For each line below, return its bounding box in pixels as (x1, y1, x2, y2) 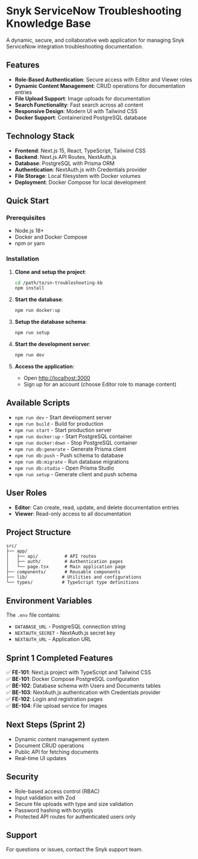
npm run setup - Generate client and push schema (14, 470, 138, 477)
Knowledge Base (6, 17, 91, 30)
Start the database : (14, 296, 63, 303)
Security (6, 772, 39, 782)
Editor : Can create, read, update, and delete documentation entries (14, 504, 179, 511)
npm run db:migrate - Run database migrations (14, 458, 129, 465)
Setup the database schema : (14, 318, 87, 326)
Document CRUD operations (14, 742, 84, 749)
